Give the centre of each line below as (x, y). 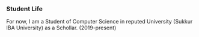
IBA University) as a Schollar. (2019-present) (61, 28)
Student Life (25, 9)
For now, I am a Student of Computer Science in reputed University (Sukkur (99, 22)
